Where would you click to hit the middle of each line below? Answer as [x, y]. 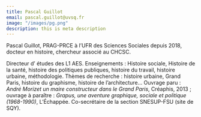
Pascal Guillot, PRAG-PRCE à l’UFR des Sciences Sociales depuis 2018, [94, 46]
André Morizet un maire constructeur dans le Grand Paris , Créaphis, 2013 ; [99, 89]
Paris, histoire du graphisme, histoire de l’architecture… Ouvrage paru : [94, 83]
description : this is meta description [56, 28]
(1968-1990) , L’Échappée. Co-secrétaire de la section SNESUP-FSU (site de [100, 102]
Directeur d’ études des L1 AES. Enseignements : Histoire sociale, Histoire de [101, 64]
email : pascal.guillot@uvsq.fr [45, 17]
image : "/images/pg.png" [37, 23]
